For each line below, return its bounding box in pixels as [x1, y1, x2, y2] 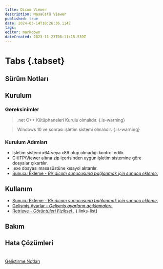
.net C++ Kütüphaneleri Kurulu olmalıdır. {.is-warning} [17, 117, 125, 123]
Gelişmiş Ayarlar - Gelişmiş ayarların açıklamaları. [12, 203, 113, 209]
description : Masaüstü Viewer [5, 12, 67, 17]
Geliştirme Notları [5, 258, 41, 264]
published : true [5, 16, 38, 21]
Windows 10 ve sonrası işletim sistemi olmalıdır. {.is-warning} [17, 126, 140, 132]
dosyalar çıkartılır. [12, 160, 48, 166]
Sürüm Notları [5, 75, 49, 83]
